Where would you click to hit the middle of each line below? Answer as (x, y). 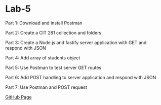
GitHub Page (18, 97)
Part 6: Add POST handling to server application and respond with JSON (81, 77)
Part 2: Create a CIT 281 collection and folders (53, 32)
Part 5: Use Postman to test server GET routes (53, 67)
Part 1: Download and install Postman (44, 23)
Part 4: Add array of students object (43, 58)
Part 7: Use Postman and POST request (46, 87)
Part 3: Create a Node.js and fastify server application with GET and (76, 42)
